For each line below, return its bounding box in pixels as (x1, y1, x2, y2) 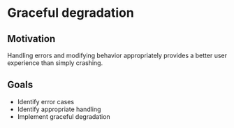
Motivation (7, 33, 56, 45)
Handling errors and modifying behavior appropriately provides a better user (7, 51, 228, 59)
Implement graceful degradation (17, 112, 110, 120)
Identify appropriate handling (17, 105, 101, 113)
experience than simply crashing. (7, 59, 103, 67)
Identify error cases (17, 97, 75, 106)
